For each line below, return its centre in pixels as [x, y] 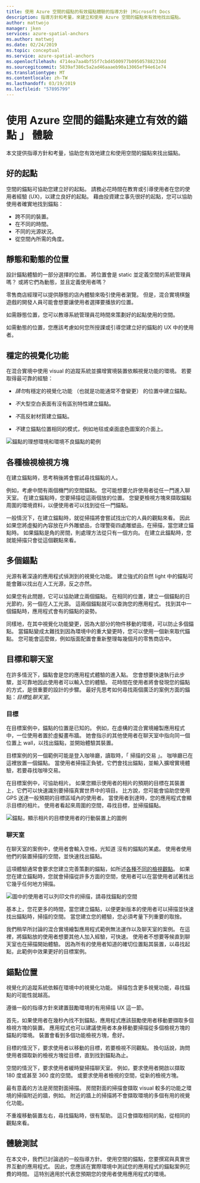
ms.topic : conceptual [33, 51]
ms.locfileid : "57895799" [38, 89]
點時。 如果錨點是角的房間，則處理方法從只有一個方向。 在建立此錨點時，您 [99, 533]
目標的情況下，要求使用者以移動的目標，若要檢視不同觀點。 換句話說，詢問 [98, 1048]
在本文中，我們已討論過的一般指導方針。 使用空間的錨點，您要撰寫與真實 [96, 1159]
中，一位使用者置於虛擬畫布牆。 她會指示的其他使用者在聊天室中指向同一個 [98, 735]
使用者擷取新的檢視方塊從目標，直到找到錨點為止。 [69, 1055]
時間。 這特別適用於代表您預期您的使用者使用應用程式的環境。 [93, 1173]
